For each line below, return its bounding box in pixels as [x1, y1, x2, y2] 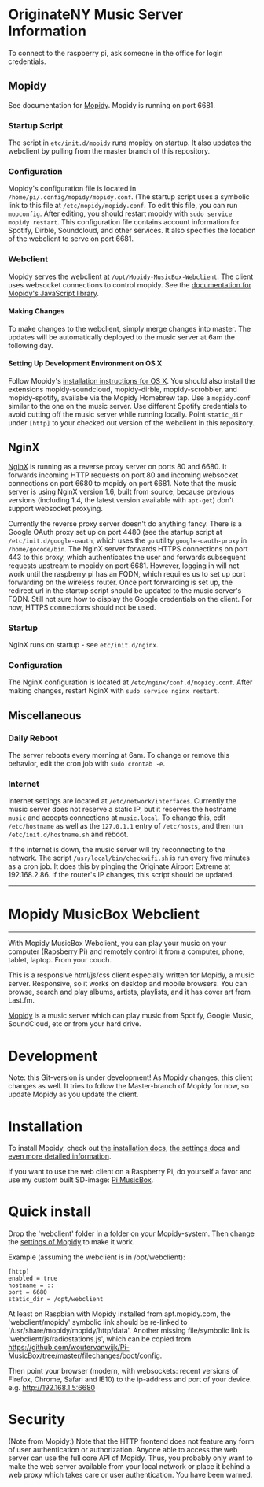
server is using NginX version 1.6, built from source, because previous [8, 487, 235, 496]
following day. [8, 340, 53, 350]
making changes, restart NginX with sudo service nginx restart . [8, 686, 220, 695]
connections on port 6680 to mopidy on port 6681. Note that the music [8, 478, 237, 488]
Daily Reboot [8, 732, 58, 743]
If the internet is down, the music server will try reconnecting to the [8, 845, 226, 855]
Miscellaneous [8, 709, 82, 722]
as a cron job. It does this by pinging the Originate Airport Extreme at [8, 862, 231, 871]
